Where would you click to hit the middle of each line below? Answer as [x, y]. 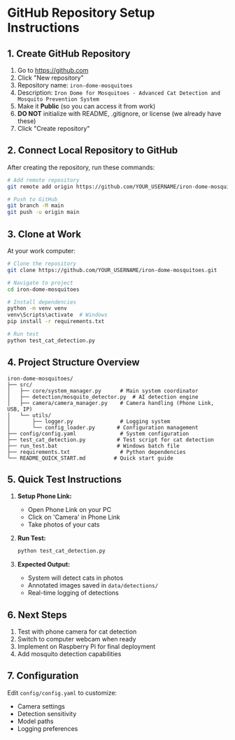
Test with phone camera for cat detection [77, 632]
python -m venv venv [37, 308]
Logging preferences [48, 728]
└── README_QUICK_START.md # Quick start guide [90, 458]
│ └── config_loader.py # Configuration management [103, 427]
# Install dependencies [42, 302]
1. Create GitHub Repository [69, 54]
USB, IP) [20, 409]
